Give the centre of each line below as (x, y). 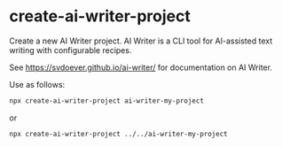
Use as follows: (37, 84)
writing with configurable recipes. (70, 50)
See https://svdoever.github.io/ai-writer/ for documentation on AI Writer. (141, 67)
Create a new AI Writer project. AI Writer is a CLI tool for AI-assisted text (141, 41)
